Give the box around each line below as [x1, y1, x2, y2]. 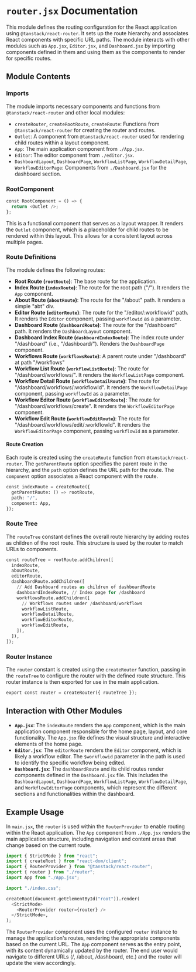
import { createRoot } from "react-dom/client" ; [6, 858, 127, 864]
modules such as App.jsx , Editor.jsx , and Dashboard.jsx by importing [6, 42, 176, 49]
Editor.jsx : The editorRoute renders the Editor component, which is [14, 747, 182, 754]
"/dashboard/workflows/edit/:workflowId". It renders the [14, 421, 150, 428]
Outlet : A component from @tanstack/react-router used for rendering [14, 133, 184, 140]
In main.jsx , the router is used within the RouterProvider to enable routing [6, 823, 185, 830]
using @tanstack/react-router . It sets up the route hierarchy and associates [6, 29, 188, 36]
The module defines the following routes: [6, 266, 105, 274]
